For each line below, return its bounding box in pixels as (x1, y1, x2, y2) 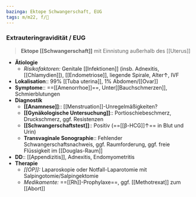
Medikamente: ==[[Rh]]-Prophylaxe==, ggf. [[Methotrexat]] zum (23, 179, 181, 186)
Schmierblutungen (14, 90, 61, 97)
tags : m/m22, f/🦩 (6, 14, 49, 20)
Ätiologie (14, 59, 38, 66)
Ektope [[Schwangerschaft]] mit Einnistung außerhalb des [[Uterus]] (20, 47, 191, 54)
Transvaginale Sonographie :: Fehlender (23, 134, 123, 141)
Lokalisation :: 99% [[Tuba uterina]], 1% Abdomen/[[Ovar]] (14, 78, 159, 85)
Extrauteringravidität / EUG (6, 34, 86, 42)
